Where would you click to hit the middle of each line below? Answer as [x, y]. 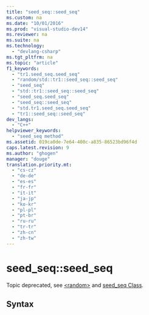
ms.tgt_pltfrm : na [29, 57]
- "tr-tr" [24, 227]
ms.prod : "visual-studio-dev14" [47, 29]
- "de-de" [24, 176]
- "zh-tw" [24, 238]
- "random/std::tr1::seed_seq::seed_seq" [65, 80]
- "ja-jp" [24, 198]
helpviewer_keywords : [34, 131]
